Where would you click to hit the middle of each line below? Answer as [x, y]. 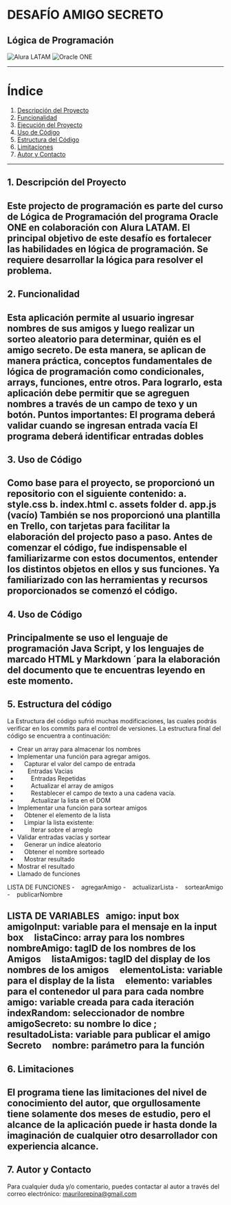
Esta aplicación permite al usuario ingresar [101, 317]
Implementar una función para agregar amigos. [84, 756]
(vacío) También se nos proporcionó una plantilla [114, 515]
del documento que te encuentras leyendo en [106, 670]
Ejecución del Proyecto [49, 125]
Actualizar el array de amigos [72, 785]
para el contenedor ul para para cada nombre [106, 991]
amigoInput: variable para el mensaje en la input [112, 927]
